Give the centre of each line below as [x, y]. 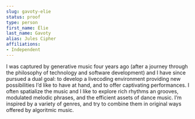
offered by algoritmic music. [40, 110]
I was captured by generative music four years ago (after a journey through [97, 66]
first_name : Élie [27, 28]
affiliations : [23, 45]
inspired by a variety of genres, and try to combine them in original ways [94, 104]
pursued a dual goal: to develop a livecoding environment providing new [93, 79]
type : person [22, 22]
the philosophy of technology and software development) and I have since [96, 72]
